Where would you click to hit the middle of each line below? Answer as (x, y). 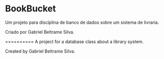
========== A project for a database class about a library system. (75, 41)
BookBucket (31, 9)
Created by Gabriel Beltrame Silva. (40, 51)
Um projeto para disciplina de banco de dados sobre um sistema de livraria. (82, 22)
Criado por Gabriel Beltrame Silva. (40, 32)
